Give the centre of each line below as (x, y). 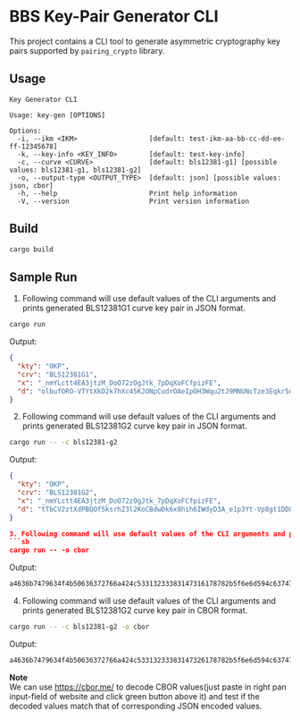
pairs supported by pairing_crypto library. (87, 50)
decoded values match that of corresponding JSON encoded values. (136, 706)
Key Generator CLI (43, 99)
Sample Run (43, 277)
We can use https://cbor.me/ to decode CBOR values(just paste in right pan (148, 687)
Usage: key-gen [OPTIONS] (57, 115)
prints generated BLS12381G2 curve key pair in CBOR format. (135, 610)
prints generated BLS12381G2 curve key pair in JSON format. (134, 426)
